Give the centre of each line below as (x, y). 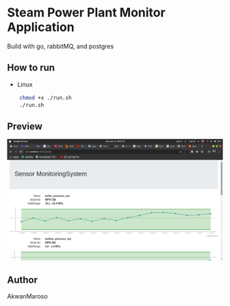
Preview (25, 126)
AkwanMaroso (27, 296)
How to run (31, 68)
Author (22, 280)
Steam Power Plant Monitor (86, 13)
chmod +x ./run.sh (46, 97)
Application (41, 27)
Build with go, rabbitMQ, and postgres (61, 46)
